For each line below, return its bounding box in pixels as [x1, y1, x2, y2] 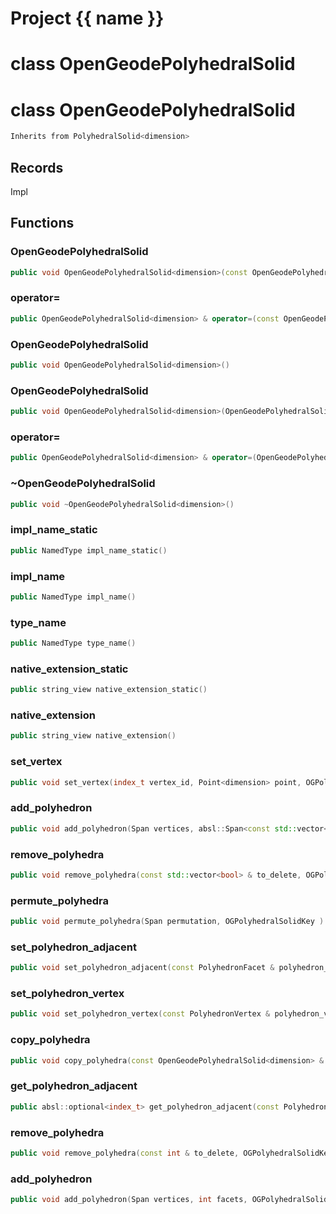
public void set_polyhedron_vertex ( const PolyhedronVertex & [10, 1009, 271, 1019]
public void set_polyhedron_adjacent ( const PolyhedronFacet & [10, 963, 275, 973]
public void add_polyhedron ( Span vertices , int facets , [10, 1195, 248, 1205]
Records [10, 159, 64, 176]
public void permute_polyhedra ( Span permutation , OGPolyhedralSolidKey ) [10, 917, 325, 927]
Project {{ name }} [10, 7, 165, 30]
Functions [10, 215, 75, 232]
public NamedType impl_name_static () [10, 545, 168, 556]
